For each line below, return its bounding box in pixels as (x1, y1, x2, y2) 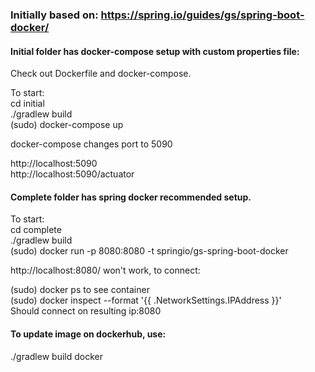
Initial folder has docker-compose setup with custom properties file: (10, 45, 300, 57)
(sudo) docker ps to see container (10, 284, 150, 296)
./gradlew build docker (10, 350, 103, 362)
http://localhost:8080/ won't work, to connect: (10, 264, 201, 277)
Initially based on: (10, 8, 99, 22)
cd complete (10, 224, 62, 236)
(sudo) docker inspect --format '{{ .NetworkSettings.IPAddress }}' (10, 294, 282, 307)
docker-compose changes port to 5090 (10, 138, 173, 150)
